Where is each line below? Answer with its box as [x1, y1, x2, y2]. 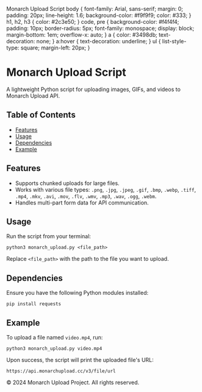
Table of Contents [6, 110, 76, 120]
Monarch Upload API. [6, 92, 60, 100]
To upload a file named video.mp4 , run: [6, 334, 103, 341]
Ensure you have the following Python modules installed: [6, 289, 148, 297]
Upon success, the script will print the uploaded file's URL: [6, 357, 154, 363]
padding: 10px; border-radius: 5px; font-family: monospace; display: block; [6, 24, 195, 32]
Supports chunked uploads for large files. [15, 180, 120, 187]
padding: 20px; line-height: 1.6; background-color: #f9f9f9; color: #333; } [6, 12, 192, 19]
